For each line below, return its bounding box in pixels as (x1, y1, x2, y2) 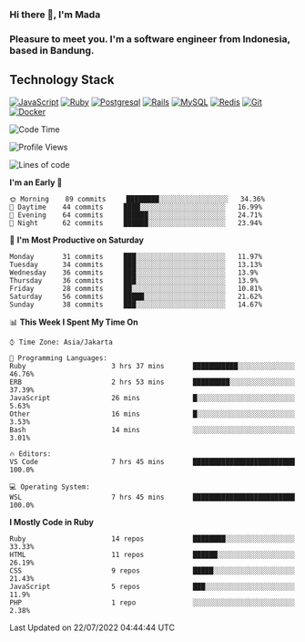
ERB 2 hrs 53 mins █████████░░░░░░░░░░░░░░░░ (9, 378, 296, 387)
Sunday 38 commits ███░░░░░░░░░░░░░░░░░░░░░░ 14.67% (9, 300, 262, 309)
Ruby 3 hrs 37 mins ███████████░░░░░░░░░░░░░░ (9, 361, 296, 370)
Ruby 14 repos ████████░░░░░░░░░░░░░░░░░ (9, 533, 296, 544)
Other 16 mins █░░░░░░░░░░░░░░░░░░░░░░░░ (9, 409, 296, 419)
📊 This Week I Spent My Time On (9, 316, 138, 327)
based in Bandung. (9, 44, 95, 57)
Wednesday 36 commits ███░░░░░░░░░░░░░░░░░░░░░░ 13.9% (9, 268, 259, 277)
